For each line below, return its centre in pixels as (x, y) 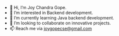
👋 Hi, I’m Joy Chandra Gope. (38, 8)
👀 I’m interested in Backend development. (51, 13)
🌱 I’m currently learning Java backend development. (62, 18)
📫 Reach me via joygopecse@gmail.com (51, 28)
